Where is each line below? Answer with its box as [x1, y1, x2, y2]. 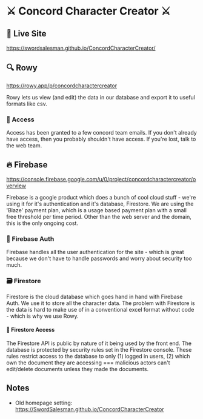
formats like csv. [6, 100, 47, 107]
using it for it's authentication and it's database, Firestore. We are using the [6, 200, 194, 207]
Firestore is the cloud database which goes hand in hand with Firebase [6, 293, 183, 300]
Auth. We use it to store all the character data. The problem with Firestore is [6, 299, 195, 307]
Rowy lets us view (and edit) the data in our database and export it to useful [6, 93, 195, 101]
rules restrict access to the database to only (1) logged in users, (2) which [6, 352, 190, 360]
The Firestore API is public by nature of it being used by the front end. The [6, 340, 192, 347]
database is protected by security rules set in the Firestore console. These [6, 346, 192, 353]
